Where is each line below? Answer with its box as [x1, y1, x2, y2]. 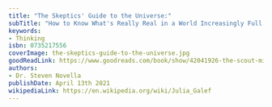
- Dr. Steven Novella [8, 72, 82, 80]
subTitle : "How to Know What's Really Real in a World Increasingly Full [8, 19, 263, 27]
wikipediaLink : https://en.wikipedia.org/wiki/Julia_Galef [8, 86, 212, 95]
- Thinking [8, 34, 45, 43]
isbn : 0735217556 [8, 42, 67, 50]
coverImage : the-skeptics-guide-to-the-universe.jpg [8, 49, 190, 57]
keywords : [8, 27, 42, 35]
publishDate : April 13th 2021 [8, 79, 111, 87]
